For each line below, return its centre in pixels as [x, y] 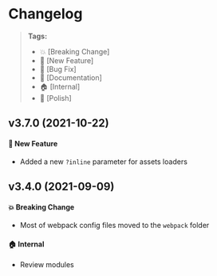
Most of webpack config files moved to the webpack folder [114, 226]
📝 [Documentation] [71, 78]
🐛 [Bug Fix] [58, 69]
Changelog [45, 14]
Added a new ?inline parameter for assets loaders [103, 162]
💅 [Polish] [55, 98]
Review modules [47, 265]
